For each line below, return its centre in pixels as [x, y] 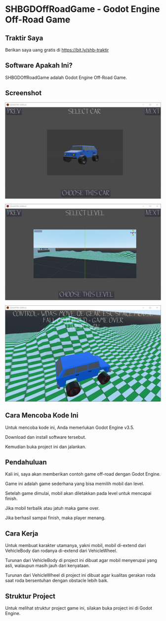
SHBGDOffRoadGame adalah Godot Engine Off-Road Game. [66, 77]
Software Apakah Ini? [39, 66]
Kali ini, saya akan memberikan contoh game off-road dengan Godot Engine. [83, 474]
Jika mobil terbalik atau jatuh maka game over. [52, 508]
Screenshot [23, 93]
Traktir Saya [24, 38]
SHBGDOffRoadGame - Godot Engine [83, 9]
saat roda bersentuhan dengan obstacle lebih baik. [57, 581]
